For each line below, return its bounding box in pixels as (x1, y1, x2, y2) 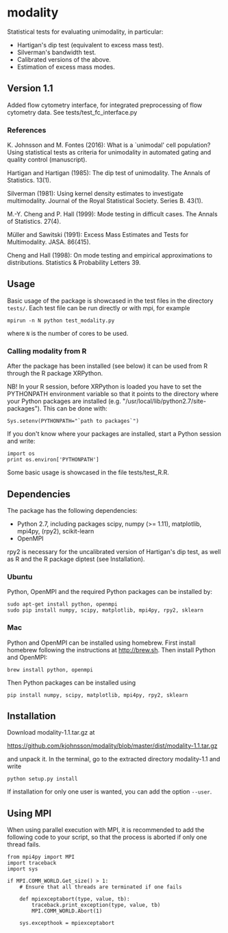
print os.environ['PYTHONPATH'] (7, 457, 99, 463)
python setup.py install (7, 776, 78, 783)
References (7, 125, 47, 135)
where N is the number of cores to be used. (7, 329, 129, 337)
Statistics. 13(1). (7, 176, 51, 185)
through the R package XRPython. (7, 369, 103, 378)
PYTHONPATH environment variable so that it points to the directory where (7, 390, 219, 398)
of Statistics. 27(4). (7, 218, 62, 226)
